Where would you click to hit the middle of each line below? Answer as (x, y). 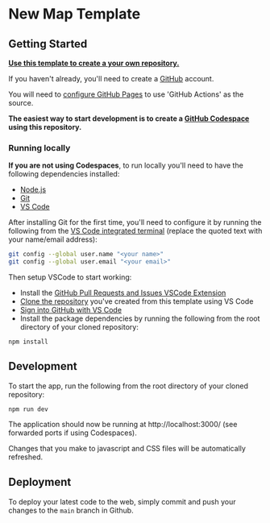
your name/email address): (53, 239)
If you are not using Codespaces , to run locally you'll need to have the (126, 165)
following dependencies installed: (64, 174)
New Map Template (75, 14)
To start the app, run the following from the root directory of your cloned (128, 386)
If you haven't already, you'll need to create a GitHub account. (111, 79)
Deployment (40, 482)
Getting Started (48, 44)
